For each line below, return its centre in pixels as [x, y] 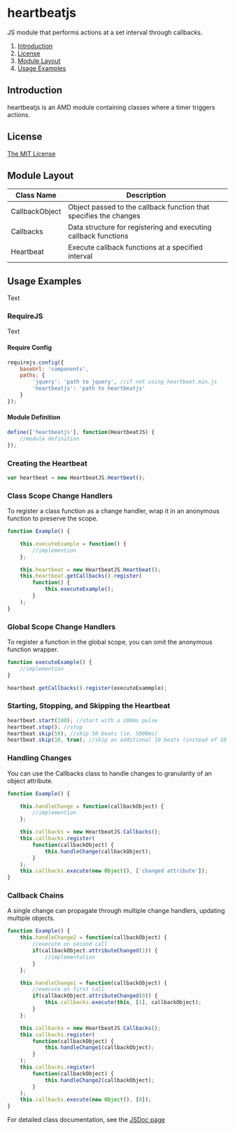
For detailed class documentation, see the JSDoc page [86, 1120]
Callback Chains [36, 895]
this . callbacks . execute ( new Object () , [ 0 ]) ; [86, 1100]
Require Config [30, 348]
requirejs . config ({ [36, 363]
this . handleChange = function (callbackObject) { [92, 806]
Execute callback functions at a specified [135, 248]
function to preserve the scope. [53, 519]
